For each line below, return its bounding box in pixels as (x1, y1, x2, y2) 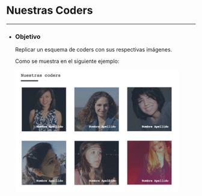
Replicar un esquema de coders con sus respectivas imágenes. (14, 46, 173, 53)
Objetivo (14, 32, 41, 41)
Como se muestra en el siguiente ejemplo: (14, 58, 120, 65)
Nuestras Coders (6, 4, 93, 17)
